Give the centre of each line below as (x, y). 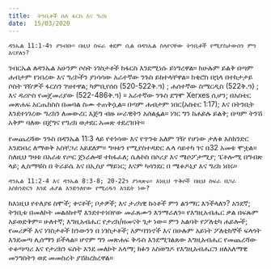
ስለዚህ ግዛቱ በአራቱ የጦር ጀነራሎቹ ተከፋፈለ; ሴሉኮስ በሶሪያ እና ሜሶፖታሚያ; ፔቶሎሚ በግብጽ (135, 156)
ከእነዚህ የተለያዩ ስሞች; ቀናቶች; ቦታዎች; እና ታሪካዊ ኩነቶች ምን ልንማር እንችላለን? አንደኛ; (129, 203)
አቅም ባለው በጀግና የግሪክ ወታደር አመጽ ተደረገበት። (76, 122)
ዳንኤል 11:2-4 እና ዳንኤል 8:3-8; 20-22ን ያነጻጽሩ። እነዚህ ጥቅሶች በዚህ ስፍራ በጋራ (122, 181)
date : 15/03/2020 (39, 23)
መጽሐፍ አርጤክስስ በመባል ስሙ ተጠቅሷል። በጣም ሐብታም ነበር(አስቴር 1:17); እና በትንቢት (131, 104)
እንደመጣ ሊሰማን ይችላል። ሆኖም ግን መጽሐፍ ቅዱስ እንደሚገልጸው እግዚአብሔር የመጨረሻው (133, 239)
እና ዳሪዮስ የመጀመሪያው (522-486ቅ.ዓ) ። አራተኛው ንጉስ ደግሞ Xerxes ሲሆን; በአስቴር (130, 95)
